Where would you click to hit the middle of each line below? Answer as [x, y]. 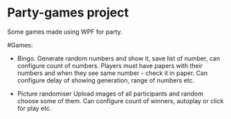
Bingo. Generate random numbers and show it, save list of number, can [118, 58]
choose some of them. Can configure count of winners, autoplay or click [120, 100]
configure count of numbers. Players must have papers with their [110, 65]
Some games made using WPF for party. [65, 32]
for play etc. [34, 108]
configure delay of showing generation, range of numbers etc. [106, 80]
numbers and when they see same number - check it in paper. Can [112, 73]
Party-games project [68, 13]
